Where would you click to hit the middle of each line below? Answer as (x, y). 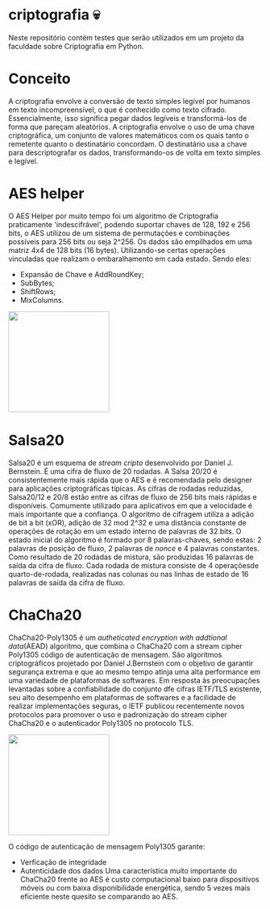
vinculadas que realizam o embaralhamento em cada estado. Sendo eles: (130, 259)
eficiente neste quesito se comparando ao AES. (99, 896)
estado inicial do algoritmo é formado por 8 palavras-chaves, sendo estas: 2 (135, 540)
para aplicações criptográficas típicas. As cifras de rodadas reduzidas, (126, 488)
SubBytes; (37, 283)
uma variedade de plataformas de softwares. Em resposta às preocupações (134, 680)
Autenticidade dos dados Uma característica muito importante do (129, 870)
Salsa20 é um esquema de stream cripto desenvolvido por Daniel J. (121, 463)
